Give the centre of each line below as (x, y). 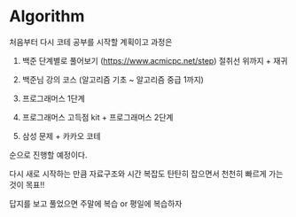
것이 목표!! (27, 184)
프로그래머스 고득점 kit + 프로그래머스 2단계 (97, 117)
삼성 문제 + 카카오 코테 (61, 136)
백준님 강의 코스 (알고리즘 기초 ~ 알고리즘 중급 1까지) (113, 79)
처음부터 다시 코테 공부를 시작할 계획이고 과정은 (91, 42)
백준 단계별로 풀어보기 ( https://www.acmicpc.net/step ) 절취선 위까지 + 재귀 (155, 60)
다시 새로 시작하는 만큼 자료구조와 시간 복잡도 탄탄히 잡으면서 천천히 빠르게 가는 (146, 174)
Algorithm (47, 16)
